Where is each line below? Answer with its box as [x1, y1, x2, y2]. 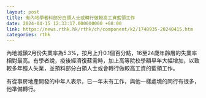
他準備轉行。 [6, 85, 39, 92]
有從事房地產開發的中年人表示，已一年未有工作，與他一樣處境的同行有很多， [6, 78, 200, 85]
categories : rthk [6, 32, 51, 38]
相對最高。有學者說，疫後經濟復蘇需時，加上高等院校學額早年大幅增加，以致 [6, 57, 200, 64]
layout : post [6, 9, 40, 15]
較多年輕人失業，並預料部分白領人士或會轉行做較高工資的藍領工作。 [6, 65, 178, 72]
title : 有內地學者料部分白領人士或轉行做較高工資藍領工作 [6, 15, 135, 21]
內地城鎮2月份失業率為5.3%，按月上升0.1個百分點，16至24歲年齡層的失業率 [6, 50, 197, 57]
